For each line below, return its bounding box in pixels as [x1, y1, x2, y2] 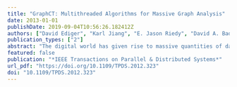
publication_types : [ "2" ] [7, 36, 83, 43]
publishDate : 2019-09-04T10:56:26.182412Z [7, 23, 134, 30]
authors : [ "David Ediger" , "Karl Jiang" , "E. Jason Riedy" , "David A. [7, 29, 219, 37]
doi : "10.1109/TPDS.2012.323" [7, 69, 97, 76]
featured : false [7, 50, 55, 57]
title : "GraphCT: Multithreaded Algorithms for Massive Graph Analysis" [7, 10, 226, 18]
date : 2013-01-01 [7, 17, 59, 24]
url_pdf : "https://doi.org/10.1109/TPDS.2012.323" [7, 62, 159, 69]
